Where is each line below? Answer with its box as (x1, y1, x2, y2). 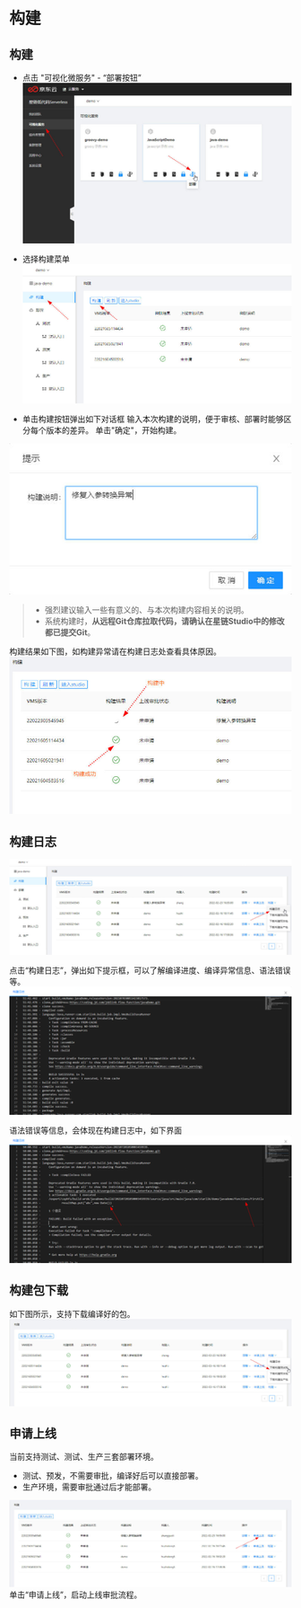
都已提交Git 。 (44, 627, 96, 638)
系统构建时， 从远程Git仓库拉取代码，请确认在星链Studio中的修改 (44, 616, 285, 627)
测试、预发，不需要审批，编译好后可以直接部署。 (21, 1471, 203, 1481)
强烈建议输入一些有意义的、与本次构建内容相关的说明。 (44, 605, 249, 615)
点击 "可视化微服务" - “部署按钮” (21, 73, 142, 83)
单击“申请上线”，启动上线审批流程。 (9, 1589, 142, 1600)
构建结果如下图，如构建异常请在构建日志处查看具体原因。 (9, 646, 221, 657)
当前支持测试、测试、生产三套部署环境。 (9, 1452, 159, 1462)
